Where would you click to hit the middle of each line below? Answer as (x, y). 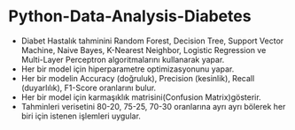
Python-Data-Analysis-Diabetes (130, 16)
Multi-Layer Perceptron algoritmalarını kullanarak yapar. (123, 59)
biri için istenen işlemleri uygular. (81, 116)
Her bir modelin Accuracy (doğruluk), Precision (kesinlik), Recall (138, 78)
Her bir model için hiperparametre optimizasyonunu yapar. (128, 69)
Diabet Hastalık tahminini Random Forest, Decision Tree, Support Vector (152, 41)
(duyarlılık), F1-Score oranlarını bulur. (89, 88)
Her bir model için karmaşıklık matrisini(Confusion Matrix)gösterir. (141, 97)
